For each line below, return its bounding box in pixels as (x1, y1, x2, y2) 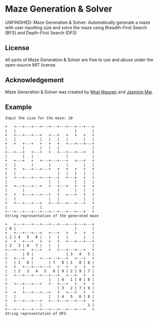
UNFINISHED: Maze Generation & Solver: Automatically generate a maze (5, 19, 150, 25)
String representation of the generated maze (5, 214, 99, 219)
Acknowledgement (5, 76, 64, 84)
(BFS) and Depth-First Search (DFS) (5, 30, 77, 35)
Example (5, 103, 32, 111)
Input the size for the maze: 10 (5, 116, 73, 121)
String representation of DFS (5, 311, 67, 316)
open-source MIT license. (5, 62, 57, 68)
